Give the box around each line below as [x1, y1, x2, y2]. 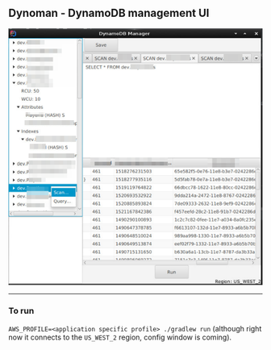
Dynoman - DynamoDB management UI [8, 6, 210, 20]
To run [8, 306, 35, 317]
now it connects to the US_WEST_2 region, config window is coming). [8, 332, 232, 342]
